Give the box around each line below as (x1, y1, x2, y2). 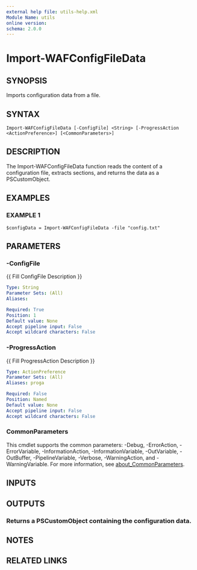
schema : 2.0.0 (6, 25, 42, 32)
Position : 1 (6, 312, 36, 318)
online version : (6, 20, 47, 26)
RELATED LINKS (6, 556, 67, 566)
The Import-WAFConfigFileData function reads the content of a (6, 162, 163, 169)
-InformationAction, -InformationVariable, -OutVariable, (42, 448, 179, 455)
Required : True (6, 306, 45, 312)
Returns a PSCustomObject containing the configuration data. (6, 516, 192, 525)
